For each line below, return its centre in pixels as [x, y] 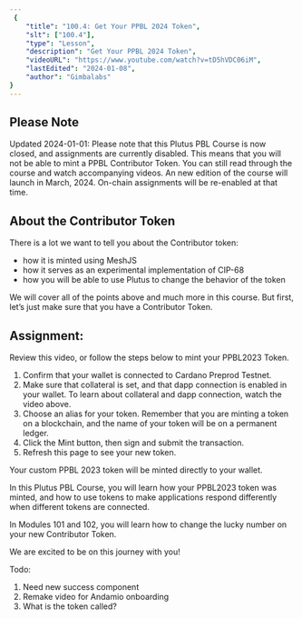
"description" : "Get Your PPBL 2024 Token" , [111, 52]
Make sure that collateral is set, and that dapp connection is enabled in [155, 385]
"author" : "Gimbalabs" [68, 77]
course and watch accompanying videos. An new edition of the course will [149, 173]
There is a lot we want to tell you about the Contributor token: [124, 243]
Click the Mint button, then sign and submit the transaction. [133, 443]
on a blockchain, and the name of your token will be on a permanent [150, 424]
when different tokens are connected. [79, 507]
